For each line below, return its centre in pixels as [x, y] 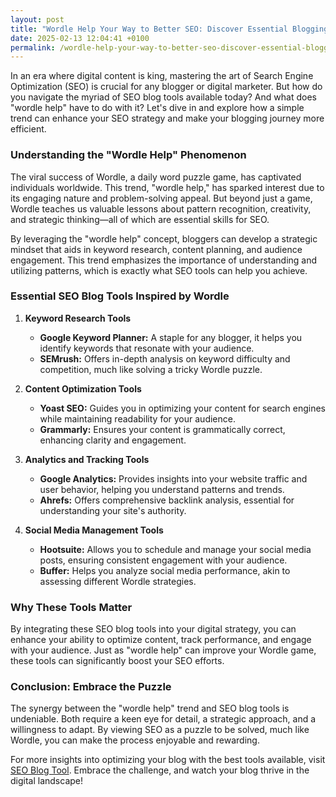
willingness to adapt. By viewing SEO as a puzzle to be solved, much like [160, 730]
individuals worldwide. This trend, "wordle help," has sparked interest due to [167, 187]
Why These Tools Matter [71, 607]
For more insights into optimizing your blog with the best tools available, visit [168, 760]
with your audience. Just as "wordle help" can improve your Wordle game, [163, 650]
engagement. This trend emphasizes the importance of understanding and [164, 260]
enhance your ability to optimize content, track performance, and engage [161, 640]
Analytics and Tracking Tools [87, 459]
